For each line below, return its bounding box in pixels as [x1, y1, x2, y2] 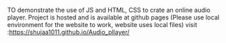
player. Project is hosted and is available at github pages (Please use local [7, 13, 220, 21]
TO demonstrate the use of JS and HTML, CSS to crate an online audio [7, 6, 211, 14]
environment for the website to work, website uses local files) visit [7, 21, 197, 28]
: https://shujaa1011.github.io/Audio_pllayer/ [7, 28, 130, 36]
